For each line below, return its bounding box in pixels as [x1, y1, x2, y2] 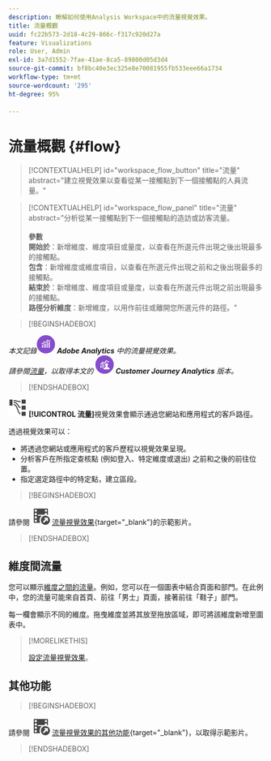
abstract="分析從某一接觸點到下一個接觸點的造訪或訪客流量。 [28, 213, 235, 223]
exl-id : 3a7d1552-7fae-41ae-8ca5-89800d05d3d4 [8, 56, 168, 64]
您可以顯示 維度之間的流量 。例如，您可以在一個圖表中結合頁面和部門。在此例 [8, 583, 264, 592]
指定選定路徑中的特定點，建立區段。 [19, 475, 142, 484]
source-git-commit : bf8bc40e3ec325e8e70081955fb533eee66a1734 [8, 65, 222, 73]
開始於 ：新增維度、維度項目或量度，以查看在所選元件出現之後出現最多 [28, 242, 263, 252]
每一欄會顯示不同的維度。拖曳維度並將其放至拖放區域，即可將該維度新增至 [8, 609, 256, 620]
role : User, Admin [8, 47, 70, 56]
